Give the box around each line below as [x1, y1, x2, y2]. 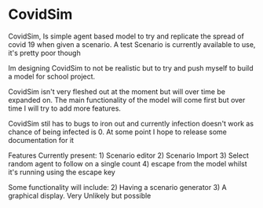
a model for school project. [8, 71, 96, 81]
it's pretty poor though [8, 48, 81, 57]
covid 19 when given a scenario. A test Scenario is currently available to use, [8, 39, 256, 49]
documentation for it [8, 135, 75, 144]
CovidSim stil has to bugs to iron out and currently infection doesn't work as [8, 119, 254, 128]
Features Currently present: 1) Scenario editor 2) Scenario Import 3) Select [8, 151, 249, 160]
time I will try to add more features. [8, 104, 122, 113]
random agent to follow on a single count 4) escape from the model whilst [8, 159, 247, 168]
